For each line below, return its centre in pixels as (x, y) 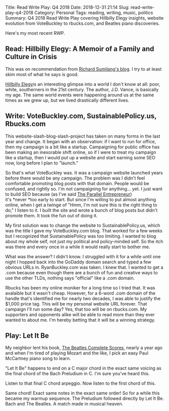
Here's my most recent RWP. (35, 33)
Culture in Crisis (31, 57)
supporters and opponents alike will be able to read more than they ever (80, 314)
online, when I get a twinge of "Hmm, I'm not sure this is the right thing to (81, 205)
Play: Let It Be (27, 336)
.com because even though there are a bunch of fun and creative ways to (81, 272)
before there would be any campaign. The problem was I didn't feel (75, 178)
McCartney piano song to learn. (38, 359)
